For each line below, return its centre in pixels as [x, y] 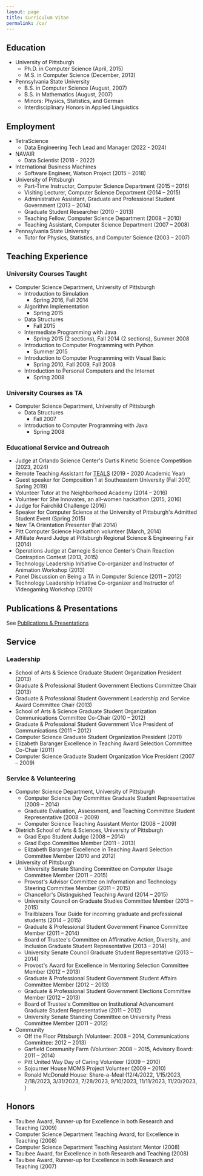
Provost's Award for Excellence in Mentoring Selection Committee [106, 965]
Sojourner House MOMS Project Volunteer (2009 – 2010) [95, 1068]
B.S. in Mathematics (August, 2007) [68, 95]
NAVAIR [25, 154]
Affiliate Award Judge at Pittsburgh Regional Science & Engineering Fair [104, 538]
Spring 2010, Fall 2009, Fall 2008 [75, 364]
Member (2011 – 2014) [52, 933]
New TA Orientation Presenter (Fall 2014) [66, 525]
